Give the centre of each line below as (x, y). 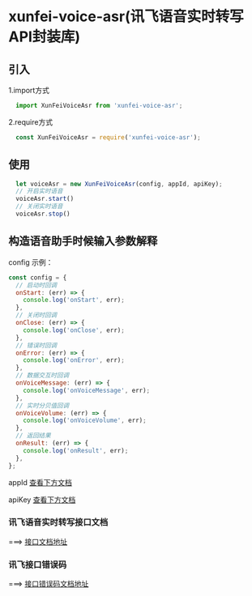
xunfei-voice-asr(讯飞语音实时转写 (126, 17)
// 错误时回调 (36, 345)
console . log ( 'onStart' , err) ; (74, 300)
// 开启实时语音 (39, 191)
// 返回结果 (33, 436)
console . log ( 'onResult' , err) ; (76, 450)
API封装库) (45, 37)
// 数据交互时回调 (43, 376)
